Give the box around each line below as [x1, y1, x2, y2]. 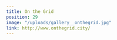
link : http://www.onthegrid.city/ [6, 25, 91, 31]
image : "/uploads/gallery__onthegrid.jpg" [6, 19, 112, 25]
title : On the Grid [6, 8, 54, 15]
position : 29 [6, 14, 38, 20]
